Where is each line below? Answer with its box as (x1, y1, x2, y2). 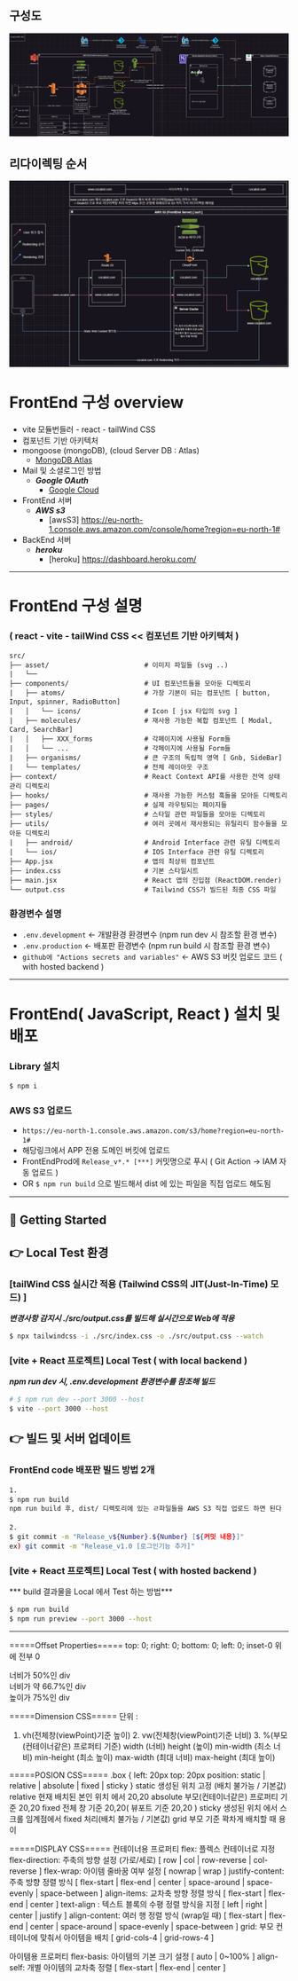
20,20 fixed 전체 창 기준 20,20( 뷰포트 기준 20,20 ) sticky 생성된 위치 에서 (18, 1802, 278, 1812)
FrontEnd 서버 (21, 495, 73, 506)
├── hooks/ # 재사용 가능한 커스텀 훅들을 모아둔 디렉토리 (9, 791, 288, 800)
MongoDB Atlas (35, 454, 93, 465)
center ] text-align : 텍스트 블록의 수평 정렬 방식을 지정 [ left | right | (29, 1898, 268, 1909)
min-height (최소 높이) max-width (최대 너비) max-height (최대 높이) (34, 1751, 276, 1763)
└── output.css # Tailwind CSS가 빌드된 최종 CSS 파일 (9, 885, 277, 894)
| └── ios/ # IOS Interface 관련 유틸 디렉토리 (9, 848, 264, 857)
